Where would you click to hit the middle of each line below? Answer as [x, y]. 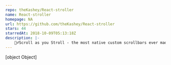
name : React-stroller [28, 15]
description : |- [22, 38]
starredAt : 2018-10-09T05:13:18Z [41, 33]
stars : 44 [16, 29]
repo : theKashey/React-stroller [39, 10]
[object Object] [21, 57]
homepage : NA [19, 19]
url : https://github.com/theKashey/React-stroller [60, 24]
